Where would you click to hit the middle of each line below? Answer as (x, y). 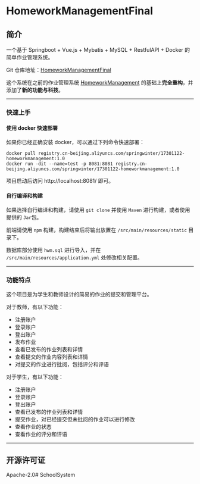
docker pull (21, 154)
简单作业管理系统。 (30, 57)
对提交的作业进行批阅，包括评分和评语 (62, 364)
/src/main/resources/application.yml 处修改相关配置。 (74, 258)
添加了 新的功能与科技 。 (35, 90)
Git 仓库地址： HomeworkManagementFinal (59, 70)
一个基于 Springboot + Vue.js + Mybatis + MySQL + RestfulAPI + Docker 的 (98, 50)
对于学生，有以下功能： (35, 377)
